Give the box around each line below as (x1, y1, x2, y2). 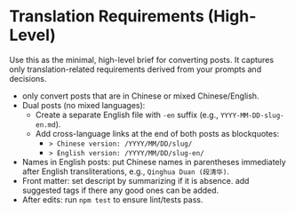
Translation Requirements (9, 6, 204, 27)
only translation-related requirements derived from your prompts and (9, 64, 262, 75)
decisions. (9, 73, 47, 83)
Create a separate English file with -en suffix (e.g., (35, 109, 219, 120)
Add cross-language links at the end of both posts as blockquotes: (35, 128, 280, 139)
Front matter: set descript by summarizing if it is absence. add (21, 175, 250, 186)
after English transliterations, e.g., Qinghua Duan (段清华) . (21, 166, 229, 177)
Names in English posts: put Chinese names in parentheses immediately (21, 156, 286, 167)
